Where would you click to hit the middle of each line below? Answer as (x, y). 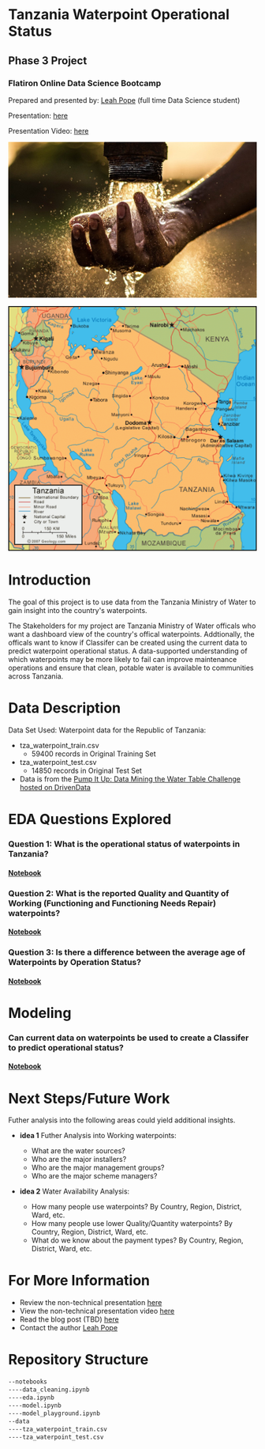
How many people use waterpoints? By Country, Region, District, (136, 1207)
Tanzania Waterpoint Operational (119, 15)
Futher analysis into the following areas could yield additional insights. (122, 1120)
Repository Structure (78, 1360)
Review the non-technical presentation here (91, 1303)
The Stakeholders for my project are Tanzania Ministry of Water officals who (132, 626)
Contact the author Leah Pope (69, 1328)
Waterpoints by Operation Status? (75, 963)
